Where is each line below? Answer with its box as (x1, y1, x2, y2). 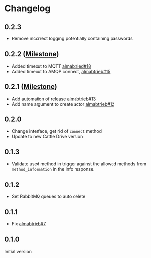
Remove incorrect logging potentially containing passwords (11, 36, 133, 41)
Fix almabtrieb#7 (11, 221, 46, 227)
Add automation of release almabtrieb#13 (11, 96, 96, 102)
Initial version (4, 248, 32, 254)
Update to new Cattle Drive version (11, 134, 83, 140)
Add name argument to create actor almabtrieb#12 (11, 101, 114, 107)
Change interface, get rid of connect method (11, 128, 102, 134)
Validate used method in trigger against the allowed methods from (11, 161, 147, 167)
